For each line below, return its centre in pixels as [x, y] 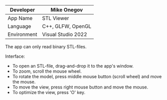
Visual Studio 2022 [65, 34]
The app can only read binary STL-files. [46, 47]
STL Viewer [56, 18]
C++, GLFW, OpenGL [67, 26]
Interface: [15, 56]
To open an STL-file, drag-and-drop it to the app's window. [73, 66]
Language [19, 26]
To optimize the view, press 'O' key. [49, 92]
